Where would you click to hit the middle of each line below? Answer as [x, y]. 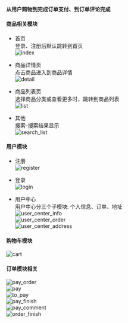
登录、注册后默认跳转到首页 [49, 45]
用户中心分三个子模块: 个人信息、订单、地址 [68, 207]
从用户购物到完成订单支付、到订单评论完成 [58, 9]
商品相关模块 [22, 24]
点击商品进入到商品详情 [43, 72]
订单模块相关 [22, 269]
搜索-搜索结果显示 [37, 125]
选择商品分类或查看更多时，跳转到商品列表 [67, 99]
